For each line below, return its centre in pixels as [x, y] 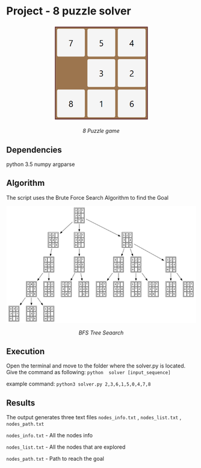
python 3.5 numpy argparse [41, 164]
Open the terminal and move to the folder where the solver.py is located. [96, 366]
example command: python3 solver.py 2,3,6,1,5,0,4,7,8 [79, 384]
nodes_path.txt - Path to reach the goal [55, 459]
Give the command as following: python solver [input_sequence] [88, 372]
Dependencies [34, 149]
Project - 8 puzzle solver [69, 11]
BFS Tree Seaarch [101, 333]
